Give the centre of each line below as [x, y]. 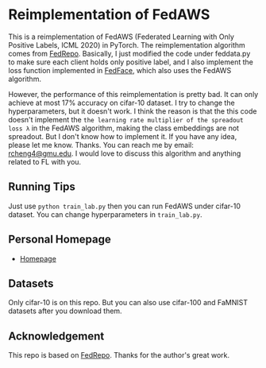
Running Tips [42, 187]
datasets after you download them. [65, 311]
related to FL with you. [45, 161]
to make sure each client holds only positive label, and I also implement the [131, 62]
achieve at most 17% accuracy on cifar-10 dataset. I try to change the [122, 103]
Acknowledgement [56, 336]
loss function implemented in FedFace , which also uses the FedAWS [120, 70]
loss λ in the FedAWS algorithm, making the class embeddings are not [124, 128]
